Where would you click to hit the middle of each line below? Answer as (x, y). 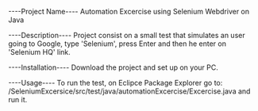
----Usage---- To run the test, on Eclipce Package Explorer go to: (116, 83)
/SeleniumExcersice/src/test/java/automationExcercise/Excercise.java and (129, 91)
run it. (18, 100)
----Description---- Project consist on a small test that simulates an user (127, 35)
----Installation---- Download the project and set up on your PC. (113, 67)
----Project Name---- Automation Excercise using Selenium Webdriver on (129, 11)
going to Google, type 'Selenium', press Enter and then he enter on (117, 44)
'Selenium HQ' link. (40, 52)
